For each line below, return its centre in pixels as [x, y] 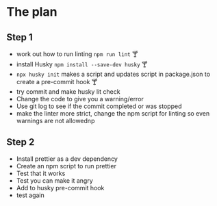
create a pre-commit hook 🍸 [57, 82]
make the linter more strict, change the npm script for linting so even [113, 113]
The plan [32, 12]
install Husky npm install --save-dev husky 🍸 [82, 64]
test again [30, 195]
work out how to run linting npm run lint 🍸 [77, 54]
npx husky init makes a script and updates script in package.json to [113, 74]
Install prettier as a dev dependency [67, 159]
